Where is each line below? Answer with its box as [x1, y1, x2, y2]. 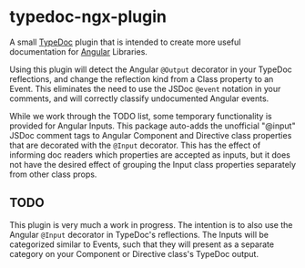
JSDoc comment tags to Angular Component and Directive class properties [9, 129, 292, 140]
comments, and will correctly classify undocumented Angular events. [9, 93, 269, 104]
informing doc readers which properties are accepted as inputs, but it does [9, 149, 291, 160]
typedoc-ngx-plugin [9, 6, 167, 27]
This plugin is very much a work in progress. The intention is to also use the [9, 219, 293, 230]
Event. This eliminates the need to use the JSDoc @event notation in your [9, 83, 281, 94]
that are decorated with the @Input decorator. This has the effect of [9, 139, 261, 150]
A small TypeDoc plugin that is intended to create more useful [9, 36, 241, 47]
